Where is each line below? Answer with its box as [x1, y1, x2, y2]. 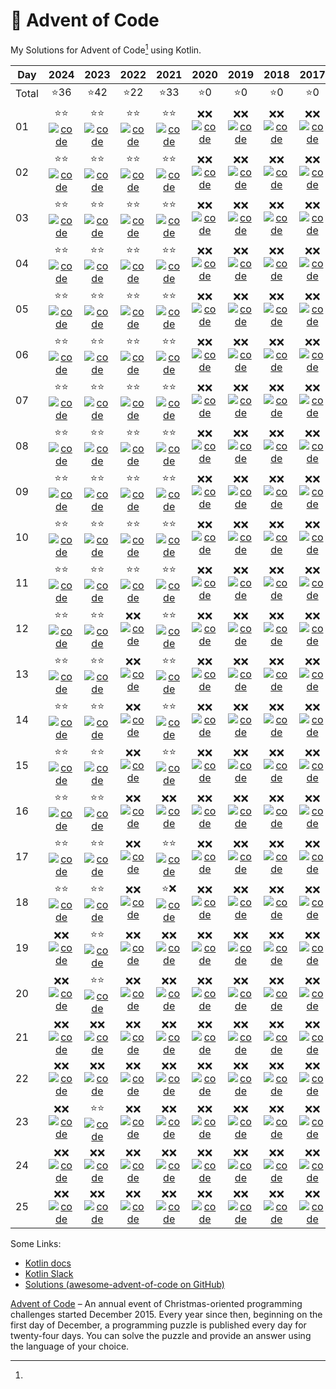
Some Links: [10, 1237, 62, 1249]
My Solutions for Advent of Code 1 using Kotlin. [10, 42, 202, 56]
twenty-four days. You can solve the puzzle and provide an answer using [10, 1329, 312, 1341]
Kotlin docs [24, 1257, 72, 1269]
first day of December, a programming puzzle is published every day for [10, 1319, 307, 1331]
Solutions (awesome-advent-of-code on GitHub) [24, 1278, 225, 1290]
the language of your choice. [10, 1340, 130, 1352]
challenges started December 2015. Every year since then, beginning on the [10, 1308, 323, 1320]
